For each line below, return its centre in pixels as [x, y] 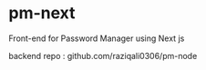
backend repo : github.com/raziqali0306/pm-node [103, 55]
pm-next [42, 13]
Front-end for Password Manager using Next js [97, 38]
